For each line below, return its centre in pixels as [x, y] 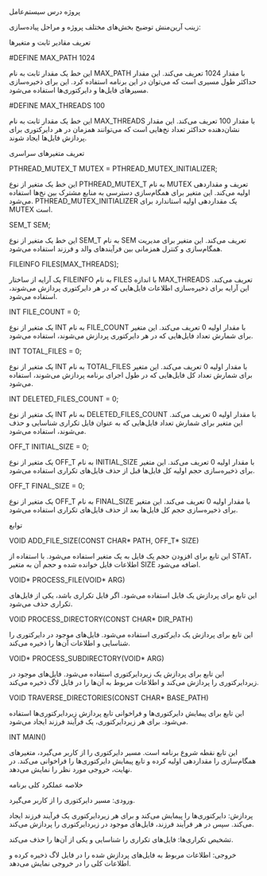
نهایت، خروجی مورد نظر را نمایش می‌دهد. [71, 769]
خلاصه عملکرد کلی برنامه [46, 785]
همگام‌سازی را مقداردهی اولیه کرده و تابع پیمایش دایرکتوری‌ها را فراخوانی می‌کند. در [133, 761]
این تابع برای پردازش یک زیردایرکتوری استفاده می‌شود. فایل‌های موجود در [117, 674]
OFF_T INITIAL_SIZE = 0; [49, 446]
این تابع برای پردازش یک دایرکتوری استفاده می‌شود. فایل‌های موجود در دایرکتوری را [131, 635]
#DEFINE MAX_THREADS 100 [57, 105]
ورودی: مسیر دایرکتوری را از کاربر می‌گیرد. [72, 800]
